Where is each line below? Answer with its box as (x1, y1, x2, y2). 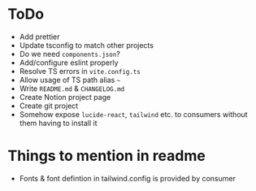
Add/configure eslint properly (19, 58, 119, 67)
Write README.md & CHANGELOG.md (19, 83, 125, 93)
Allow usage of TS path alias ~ (19, 75, 121, 85)
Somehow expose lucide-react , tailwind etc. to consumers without (19, 109, 249, 119)
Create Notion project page (19, 92, 111, 102)
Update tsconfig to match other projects (19, 40, 154, 50)
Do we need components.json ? (19, 49, 121, 59)
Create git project (19, 101, 79, 111)
